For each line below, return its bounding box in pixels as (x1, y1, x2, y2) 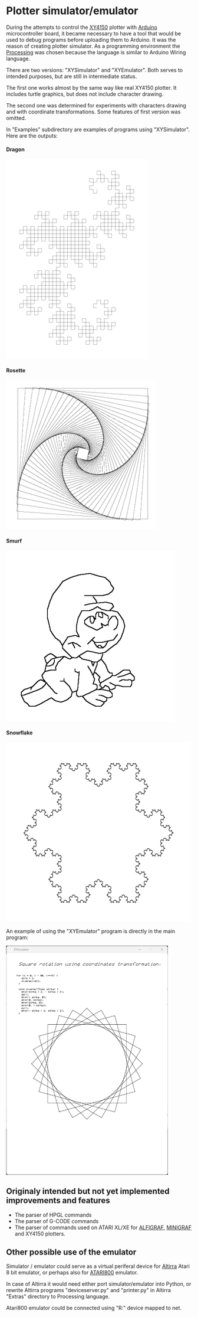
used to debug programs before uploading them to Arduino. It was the (6, 36, 176, 43)
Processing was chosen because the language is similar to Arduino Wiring (6, 48, 186, 55)
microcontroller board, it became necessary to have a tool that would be (6, 30, 181, 37)
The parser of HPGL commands (14, 1211, 92, 1218)
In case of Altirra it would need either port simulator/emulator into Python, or (6, 1280, 192, 1287)
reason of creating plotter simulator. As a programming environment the (6, 43, 180, 50)
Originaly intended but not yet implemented (6, 1187, 170, 1197)
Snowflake (6, 729, 33, 736)
